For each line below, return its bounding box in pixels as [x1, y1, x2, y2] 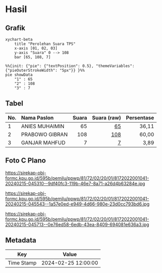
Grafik [5, 24, 25, 32]
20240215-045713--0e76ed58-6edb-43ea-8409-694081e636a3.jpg [5, 221, 149, 228]
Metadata [5, 236, 36, 245]
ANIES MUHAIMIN [21, 123, 65, 130]
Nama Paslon [21, 114, 54, 121]
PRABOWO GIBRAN [21, 131, 68, 138]
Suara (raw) [92, 114, 121, 121]
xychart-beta [5, 37, 33, 42]
